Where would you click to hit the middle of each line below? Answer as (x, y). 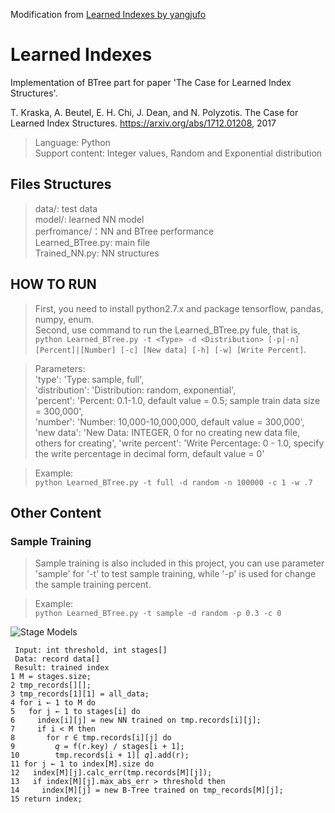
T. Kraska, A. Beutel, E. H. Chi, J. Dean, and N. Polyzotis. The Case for (154, 112)
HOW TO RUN (53, 284)
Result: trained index (62, 668)
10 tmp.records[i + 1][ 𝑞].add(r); (100, 755)
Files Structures (61, 184)
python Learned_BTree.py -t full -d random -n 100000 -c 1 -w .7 (173, 482)
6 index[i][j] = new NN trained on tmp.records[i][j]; (136, 720)
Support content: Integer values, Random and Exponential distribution (178, 153)
